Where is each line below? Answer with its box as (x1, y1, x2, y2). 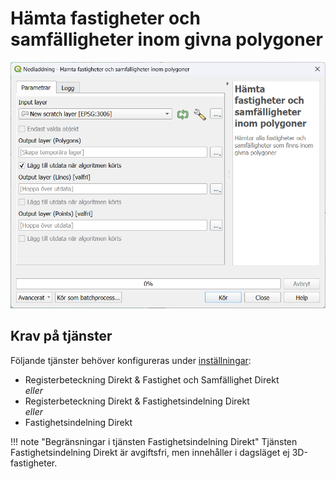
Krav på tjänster (10, 328, 113, 345)
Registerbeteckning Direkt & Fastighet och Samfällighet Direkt (24, 373, 280, 386)
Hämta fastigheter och (10, 7, 201, 30)
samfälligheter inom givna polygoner (10, 28, 323, 51)
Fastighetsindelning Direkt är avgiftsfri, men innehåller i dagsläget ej (10, 446, 290, 458)
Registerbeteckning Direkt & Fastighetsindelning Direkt (24, 395, 250, 407)
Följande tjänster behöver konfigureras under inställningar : (10, 354, 252, 366)
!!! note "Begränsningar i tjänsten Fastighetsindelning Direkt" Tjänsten (10, 435, 298, 447)
